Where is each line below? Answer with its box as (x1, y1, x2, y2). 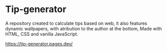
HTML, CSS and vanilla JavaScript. (5, 31, 78, 37)
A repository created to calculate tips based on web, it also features (5, 20, 148, 26)
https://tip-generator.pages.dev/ (5, 40, 73, 46)
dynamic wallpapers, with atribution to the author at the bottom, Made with (5, 25, 162, 31)
